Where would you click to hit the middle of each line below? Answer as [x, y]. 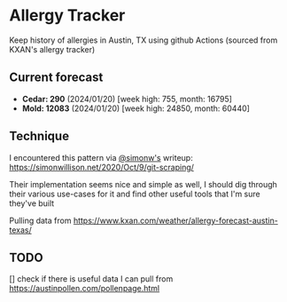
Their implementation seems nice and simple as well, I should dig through [143, 184]
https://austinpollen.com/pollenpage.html [85, 289]
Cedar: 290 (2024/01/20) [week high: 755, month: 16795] [127, 99]
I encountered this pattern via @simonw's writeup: [101, 157]
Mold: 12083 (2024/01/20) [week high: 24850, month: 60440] [136, 108]
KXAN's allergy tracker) [52, 49]
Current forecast [56, 78]
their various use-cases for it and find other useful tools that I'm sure [135, 194]
